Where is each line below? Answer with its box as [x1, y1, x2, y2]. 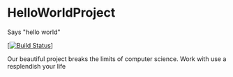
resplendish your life [7, 62, 66, 70]
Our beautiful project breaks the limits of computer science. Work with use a [7, 54, 227, 63]
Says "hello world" [7, 28, 61, 36]
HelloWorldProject [7, 5, 116, 21]
